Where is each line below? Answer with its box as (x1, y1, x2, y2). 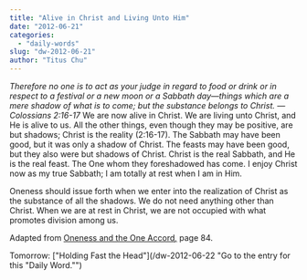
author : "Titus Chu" (9, 56, 89, 65)
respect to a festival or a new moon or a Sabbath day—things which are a (9, 90, 290, 101)
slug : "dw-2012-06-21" (9, 47, 96, 57)
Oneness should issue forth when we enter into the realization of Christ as (9, 186, 289, 196)
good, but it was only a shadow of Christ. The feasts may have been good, (9, 139, 290, 150)
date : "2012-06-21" (9, 22, 84, 31)
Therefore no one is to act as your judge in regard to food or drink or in (9, 81, 277, 91)
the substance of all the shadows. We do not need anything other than (9, 195, 274, 206)
